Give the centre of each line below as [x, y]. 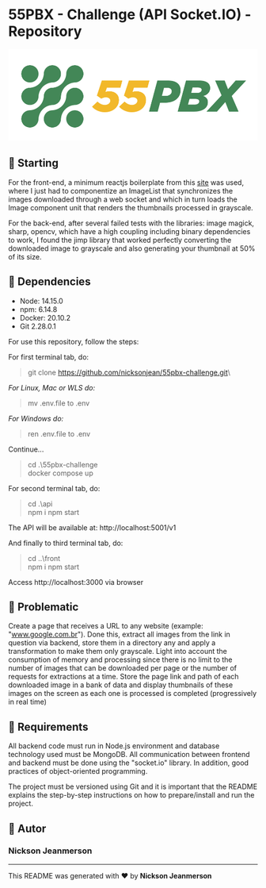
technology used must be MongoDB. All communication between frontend [129, 755]
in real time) [28, 702]
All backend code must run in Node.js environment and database [114, 746]
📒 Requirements [48, 727]
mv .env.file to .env [59, 403]
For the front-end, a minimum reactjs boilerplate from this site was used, [126, 182]
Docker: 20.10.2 [45, 317]
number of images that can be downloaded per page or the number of [123, 668]
